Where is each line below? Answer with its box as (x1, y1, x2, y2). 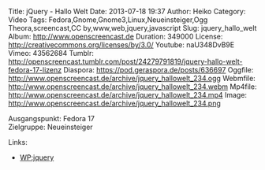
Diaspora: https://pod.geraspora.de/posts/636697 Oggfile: (62, 65, 254, 74)
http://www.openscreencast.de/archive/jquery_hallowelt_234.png (8, 98, 221, 108)
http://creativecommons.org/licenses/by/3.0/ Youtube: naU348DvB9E (8, 40, 235, 50)
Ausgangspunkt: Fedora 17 (8, 114, 95, 123)
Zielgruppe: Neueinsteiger (8, 122, 93, 131)
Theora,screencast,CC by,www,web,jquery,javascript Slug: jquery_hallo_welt (8, 24, 257, 32)
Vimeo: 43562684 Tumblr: (8, 49, 95, 57)
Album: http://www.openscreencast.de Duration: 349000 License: (8, 31, 223, 41)
